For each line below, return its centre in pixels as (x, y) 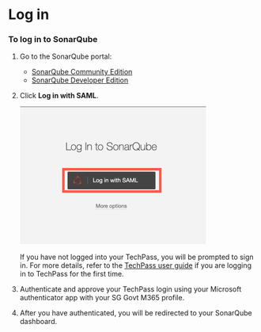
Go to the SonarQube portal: (66, 56)
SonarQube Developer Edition (80, 80)
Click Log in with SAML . (59, 96)
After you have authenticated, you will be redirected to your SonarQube (136, 313)
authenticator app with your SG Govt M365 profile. (102, 298)
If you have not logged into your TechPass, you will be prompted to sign (136, 257)
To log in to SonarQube (53, 40)
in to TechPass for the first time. (72, 274)
